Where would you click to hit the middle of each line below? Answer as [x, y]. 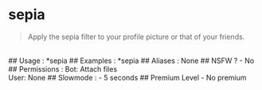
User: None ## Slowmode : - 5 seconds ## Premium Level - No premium [127, 77]
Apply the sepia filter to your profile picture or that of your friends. [136, 37]
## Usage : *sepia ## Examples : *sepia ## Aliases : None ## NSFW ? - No [131, 61]
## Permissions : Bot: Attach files [63, 68]
